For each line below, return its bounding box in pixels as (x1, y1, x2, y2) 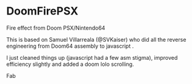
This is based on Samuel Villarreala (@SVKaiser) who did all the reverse (6, 36, 187, 43)
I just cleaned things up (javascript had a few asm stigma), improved (6, 54, 178, 61)
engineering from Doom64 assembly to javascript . (6, 42, 134, 50)
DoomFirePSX (6, 4, 79, 18)
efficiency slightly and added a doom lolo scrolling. (6, 60, 134, 68)
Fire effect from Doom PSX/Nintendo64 (6, 24, 105, 31)
